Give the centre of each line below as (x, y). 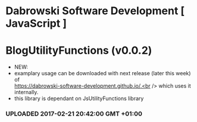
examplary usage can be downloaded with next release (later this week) (102, 73)
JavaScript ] (36, 23)
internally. (26, 92)
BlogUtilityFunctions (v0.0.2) (79, 51)
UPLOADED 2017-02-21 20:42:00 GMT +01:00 (74, 114)
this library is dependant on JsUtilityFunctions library (79, 98)
